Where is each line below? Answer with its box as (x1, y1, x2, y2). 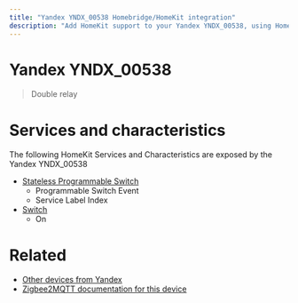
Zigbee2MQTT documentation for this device (21, 283, 187, 294)
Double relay (30, 89, 78, 100)
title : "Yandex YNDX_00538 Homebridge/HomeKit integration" (9, 12, 237, 22)
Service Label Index (35, 195, 108, 205)
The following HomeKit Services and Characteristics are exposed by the (9, 149, 273, 160)
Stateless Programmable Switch (21, 176, 139, 187)
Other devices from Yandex (21, 275, 122, 285)
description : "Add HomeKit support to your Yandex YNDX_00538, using (9, 21, 272, 30)
